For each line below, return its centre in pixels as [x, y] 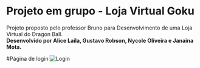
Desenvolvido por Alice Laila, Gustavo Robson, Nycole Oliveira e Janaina [100, 40]
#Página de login [27, 58]
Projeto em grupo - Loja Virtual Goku [100, 11]
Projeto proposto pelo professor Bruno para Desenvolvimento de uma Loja [99, 28]
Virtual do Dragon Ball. [34, 34]
